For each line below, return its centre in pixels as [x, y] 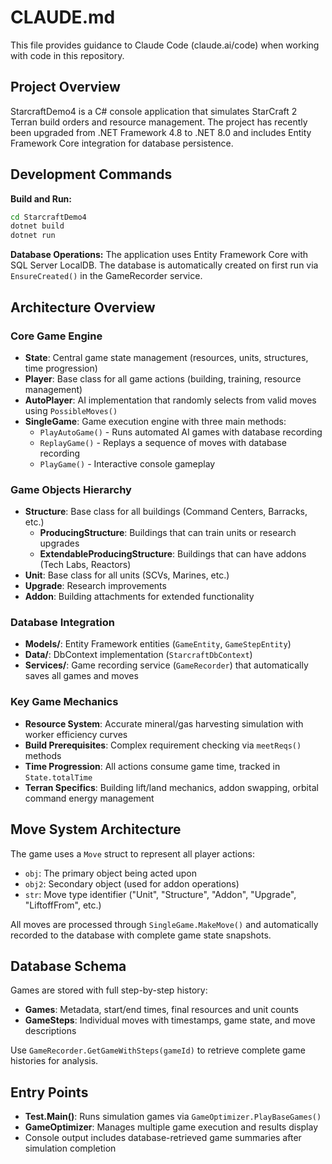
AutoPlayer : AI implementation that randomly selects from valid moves [170, 400]
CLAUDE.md [63, 17]
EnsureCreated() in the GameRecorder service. [106, 276]
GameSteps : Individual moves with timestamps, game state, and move [170, 1020]
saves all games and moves [81, 676]
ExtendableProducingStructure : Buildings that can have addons [173, 554]
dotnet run [33, 236]
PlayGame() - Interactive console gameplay [127, 463]
